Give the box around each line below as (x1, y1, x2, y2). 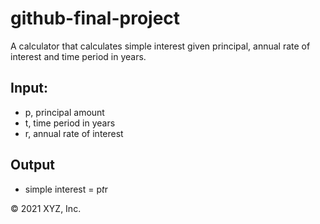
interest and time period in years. (10, 50, 147, 62)
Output (10, 157, 55, 174)
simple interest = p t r (24, 183, 108, 195)
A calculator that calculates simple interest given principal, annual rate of (10, 40, 311, 52)
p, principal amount (24, 106, 105, 118)
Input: (10, 80, 48, 97)
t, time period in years (24, 117, 116, 129)
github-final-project (10, 7, 181, 30)
